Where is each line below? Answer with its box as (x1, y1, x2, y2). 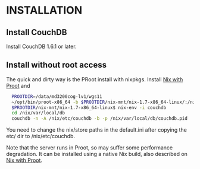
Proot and (6, 82, 31, 89)
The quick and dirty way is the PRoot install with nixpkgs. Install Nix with (6, 75, 183, 83)
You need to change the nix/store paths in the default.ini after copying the (6, 126, 187, 133)
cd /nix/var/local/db (11, 110, 65, 116)
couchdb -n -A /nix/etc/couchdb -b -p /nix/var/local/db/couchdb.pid (11, 116, 187, 122)
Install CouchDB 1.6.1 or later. (6, 43, 77, 50)
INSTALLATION (6, 4, 82, 17)
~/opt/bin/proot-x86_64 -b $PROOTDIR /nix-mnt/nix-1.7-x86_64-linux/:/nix (11, 99, 198, 105)
